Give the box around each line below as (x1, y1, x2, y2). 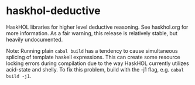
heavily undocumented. (6, 36, 63, 43)
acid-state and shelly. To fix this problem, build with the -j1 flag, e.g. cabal (6, 66, 184, 73)
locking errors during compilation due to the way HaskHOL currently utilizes (6, 60, 189, 67)
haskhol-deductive (6, 4, 101, 18)
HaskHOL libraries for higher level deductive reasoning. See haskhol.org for (6, 23, 189, 30)
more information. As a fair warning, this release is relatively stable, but (6, 29, 177, 36)
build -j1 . (6, 72, 32, 79)
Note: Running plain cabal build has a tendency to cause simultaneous (6, 47, 178, 54)
